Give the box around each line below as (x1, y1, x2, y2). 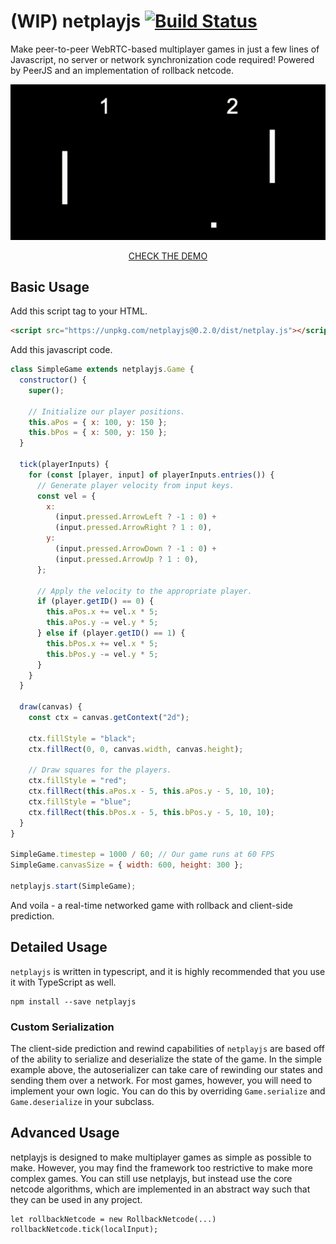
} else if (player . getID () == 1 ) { (36, 628, 186, 639)
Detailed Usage (10, 939, 108, 956)
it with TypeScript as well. (10, 976, 117, 988)
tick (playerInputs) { (19, 460, 110, 470)
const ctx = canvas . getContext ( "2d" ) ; (28, 713, 190, 723)
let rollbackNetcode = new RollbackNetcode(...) (10, 1214, 217, 1224)
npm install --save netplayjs (10, 996, 137, 1007)
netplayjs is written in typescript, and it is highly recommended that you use (10, 965, 326, 977)
